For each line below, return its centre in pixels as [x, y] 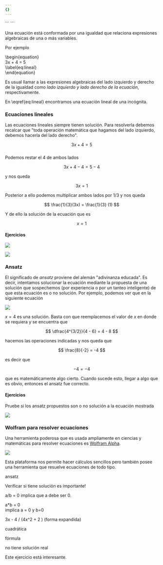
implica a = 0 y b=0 [25, 510]
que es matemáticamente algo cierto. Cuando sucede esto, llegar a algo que [81, 378]
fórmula [13, 538]
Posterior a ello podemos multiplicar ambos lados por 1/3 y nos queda [75, 195]
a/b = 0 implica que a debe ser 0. [38, 495]
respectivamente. [23, 92]
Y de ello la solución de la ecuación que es [48, 214]
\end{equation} [20, 72]
